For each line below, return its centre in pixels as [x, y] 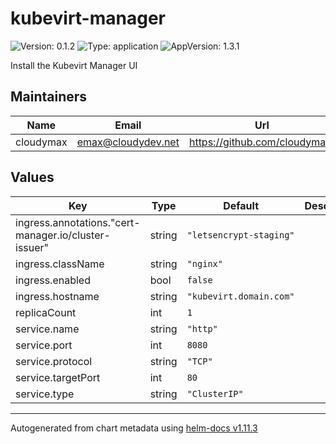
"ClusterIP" [215, 393]
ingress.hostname [57, 296]
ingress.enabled [53, 280]
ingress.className [60, 264]
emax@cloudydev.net [128, 142]
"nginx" [204, 263]
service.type [45, 394]
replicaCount [46, 312]
